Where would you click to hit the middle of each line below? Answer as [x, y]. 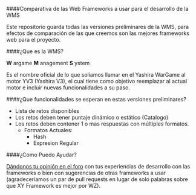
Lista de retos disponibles [47, 111]
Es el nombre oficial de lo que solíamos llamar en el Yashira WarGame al [96, 75]
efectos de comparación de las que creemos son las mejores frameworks [98, 33]
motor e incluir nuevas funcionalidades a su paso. [68, 88]
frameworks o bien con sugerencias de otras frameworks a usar [86, 173]
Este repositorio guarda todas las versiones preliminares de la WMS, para [98, 27]
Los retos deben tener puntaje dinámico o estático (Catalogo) [92, 117]
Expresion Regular [56, 143]
